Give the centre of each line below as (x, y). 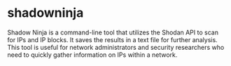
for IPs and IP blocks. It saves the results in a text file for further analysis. (113, 39)
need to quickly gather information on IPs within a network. (92, 55)
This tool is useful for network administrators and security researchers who (116, 47)
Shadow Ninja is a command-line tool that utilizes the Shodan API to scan (113, 32)
